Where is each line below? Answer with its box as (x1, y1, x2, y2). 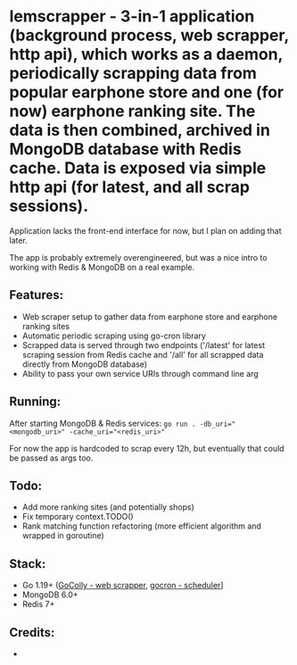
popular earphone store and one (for (9, 82, 285, 103)
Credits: (9, 625, 55, 640)
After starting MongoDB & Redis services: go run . (9, 418, 196, 428)
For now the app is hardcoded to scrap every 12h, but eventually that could (9, 443, 285, 453)
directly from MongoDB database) (21, 359, 148, 370)
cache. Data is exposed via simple (9, 158, 267, 179)
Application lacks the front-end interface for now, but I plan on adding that (9, 225, 283, 236)
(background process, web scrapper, (9, 25, 290, 46)
